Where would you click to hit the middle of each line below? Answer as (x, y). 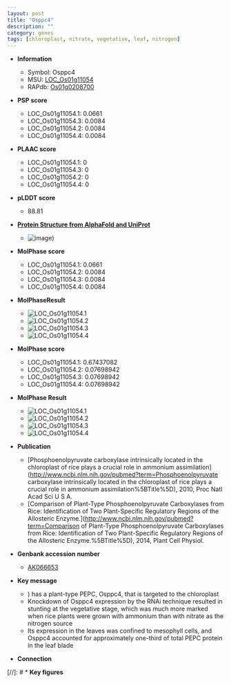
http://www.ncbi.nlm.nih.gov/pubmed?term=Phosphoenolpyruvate (124, 474)
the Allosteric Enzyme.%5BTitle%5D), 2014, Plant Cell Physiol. (116, 541)
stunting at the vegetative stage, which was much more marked (118, 609)
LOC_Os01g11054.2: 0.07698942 (73, 369)
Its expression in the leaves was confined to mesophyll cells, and (120, 631)
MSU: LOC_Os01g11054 (61, 79)
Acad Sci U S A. (50, 497)
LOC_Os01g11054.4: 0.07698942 (74, 385)
